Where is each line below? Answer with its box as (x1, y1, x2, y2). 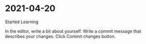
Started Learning (5, 19, 39, 25)
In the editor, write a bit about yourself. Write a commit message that (5, 28, 142, 34)
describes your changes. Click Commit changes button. (5, 33, 116, 39)
